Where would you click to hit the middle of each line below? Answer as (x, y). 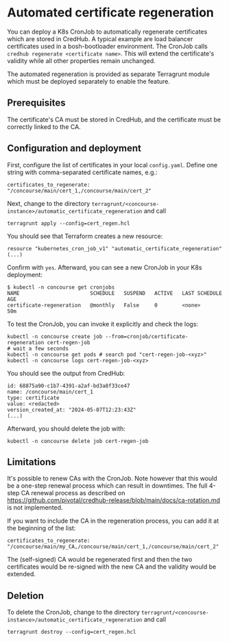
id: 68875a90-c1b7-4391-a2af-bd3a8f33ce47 (69, 385)
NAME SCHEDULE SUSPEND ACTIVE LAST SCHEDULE (115, 293)
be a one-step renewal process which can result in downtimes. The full (107, 486)
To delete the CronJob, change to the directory (74, 613)
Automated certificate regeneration (111, 13)
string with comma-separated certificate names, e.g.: (82, 172)
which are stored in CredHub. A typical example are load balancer (100, 38)
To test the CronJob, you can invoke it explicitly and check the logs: (103, 324)
